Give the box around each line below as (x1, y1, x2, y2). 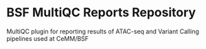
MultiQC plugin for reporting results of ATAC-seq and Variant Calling (6, 27, 200, 35)
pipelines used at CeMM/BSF (6, 34, 89, 42)
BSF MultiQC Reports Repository (6, 5, 196, 20)
